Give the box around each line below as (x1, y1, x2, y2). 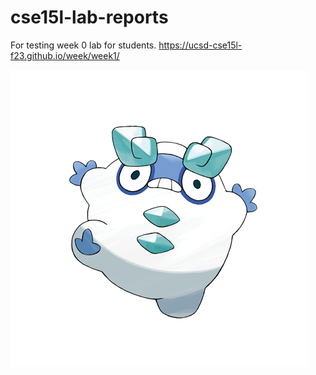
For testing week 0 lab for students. (10, 39, 157, 51)
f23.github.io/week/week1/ (10, 49, 120, 61)
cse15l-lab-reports (10, 6, 169, 29)
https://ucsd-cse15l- (158, 39, 243, 51)
